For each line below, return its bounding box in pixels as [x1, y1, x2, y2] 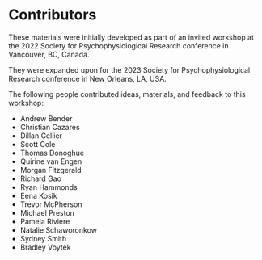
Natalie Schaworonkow [19, 224, 97, 235]
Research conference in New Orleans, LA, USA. [8, 73, 167, 83]
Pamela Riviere [19, 216, 70, 226]
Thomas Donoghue [19, 148, 85, 157]
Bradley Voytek [19, 242, 71, 252]
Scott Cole [19, 139, 56, 149]
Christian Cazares [19, 122, 80, 132]
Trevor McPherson [19, 199, 82, 209]
